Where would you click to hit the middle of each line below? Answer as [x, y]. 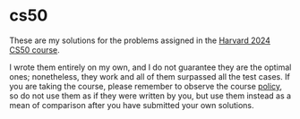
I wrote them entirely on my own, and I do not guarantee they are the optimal [150, 67]
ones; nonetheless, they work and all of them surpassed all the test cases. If [150, 76]
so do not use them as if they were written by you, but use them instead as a [150, 96]
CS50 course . [34, 49]
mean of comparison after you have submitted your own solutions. [132, 105]
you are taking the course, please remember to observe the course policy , [146, 86]
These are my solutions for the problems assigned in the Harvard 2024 [140, 40]
